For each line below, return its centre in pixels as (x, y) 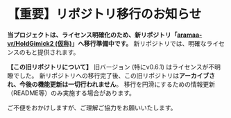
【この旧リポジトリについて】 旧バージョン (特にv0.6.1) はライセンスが (108, 67)
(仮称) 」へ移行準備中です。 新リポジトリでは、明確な (131, 43)
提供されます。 (58, 52)
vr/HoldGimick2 (31, 43)
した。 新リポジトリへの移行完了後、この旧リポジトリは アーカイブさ (117, 75)
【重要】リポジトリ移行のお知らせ (104, 14)
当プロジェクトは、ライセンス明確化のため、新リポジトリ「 (92, 35)
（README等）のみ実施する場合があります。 (71, 93)
